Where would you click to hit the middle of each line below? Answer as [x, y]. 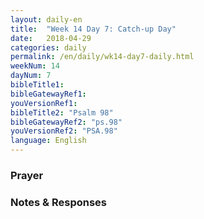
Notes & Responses [59, 202]
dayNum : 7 [31, 76]
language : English [48, 141]
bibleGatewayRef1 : [48, 94]
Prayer [27, 175]
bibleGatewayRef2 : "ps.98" [66, 122]
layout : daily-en [46, 19]
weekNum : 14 [35, 66]
